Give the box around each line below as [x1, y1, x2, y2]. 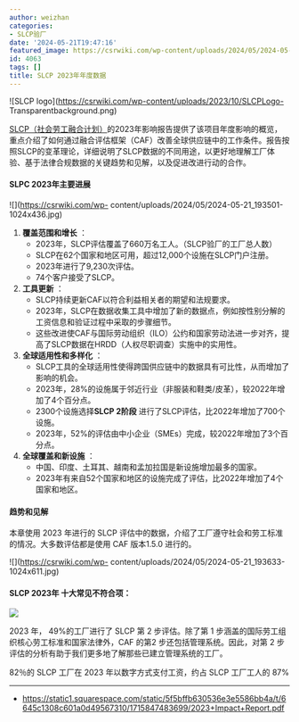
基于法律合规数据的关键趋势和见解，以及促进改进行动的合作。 [24, 157, 251, 168]
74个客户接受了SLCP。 [35, 271, 120, 282]
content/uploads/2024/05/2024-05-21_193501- [109, 199, 284, 210]
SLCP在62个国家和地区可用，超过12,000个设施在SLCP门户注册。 [35, 249, 274, 260]
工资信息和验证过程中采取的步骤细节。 [35, 316, 176, 327]
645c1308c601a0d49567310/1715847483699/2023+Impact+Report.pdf [21, 702, 285, 714]
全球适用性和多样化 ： [21, 350, 103, 361]
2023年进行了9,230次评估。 [35, 261, 140, 271]
